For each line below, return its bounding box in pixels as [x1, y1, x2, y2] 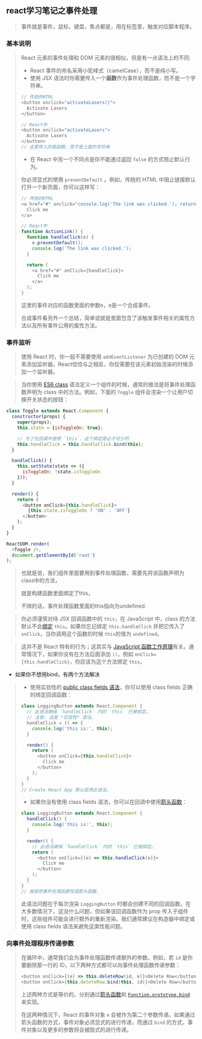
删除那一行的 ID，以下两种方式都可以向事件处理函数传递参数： [26, 961, 181, 969]
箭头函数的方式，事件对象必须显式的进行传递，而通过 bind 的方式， [20, 1019, 188, 1026]
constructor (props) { [11, 414, 66, 420]
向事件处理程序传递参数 [6, 939, 74, 948]
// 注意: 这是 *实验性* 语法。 [26, 715, 96, 721]
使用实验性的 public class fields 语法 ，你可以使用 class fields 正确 [29, 683, 193, 691]
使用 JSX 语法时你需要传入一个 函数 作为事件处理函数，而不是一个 [29, 75, 191, 82]
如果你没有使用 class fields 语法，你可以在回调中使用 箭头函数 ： [29, 798, 188, 806]
